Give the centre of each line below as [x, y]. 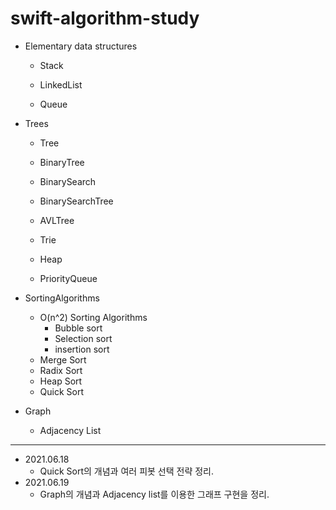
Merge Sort [63, 359]
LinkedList [61, 84]
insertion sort [82, 349]
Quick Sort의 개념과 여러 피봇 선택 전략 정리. [127, 471]
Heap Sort [61, 381]
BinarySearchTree [76, 201]
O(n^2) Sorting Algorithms [93, 317]
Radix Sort [61, 370]
